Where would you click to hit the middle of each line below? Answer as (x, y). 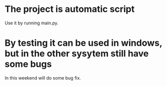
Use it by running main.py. (31, 23)
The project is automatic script (70, 9)
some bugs (28, 64)
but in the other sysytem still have (77, 54)
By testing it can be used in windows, (83, 43)
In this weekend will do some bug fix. (43, 78)
